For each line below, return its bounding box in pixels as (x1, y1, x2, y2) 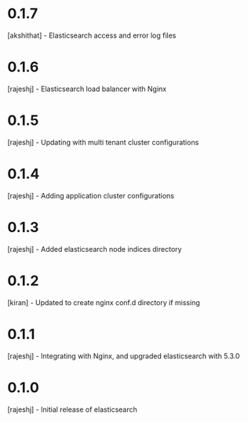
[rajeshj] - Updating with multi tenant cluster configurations (7, 137, 199, 147)
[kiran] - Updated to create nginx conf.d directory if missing (7, 297, 201, 307)
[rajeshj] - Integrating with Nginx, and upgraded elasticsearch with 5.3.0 (7, 351, 240, 361)
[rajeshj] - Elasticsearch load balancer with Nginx (7, 84, 166, 93)
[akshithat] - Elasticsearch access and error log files (7, 31, 177, 40)
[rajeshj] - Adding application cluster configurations (7, 191, 174, 200)
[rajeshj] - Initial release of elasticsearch (7, 405, 138, 414)
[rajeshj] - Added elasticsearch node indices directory (7, 244, 182, 253)
